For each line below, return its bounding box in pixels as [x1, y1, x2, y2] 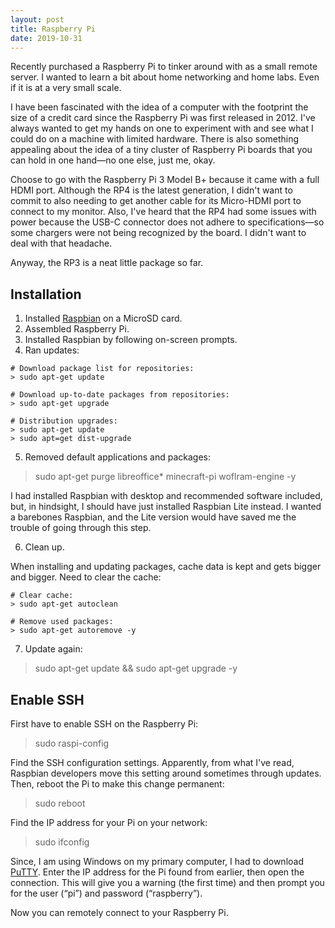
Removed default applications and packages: [24, 451, 212, 463]
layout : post [10, 14, 65, 25]
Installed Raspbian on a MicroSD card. [24, 312, 183, 325]
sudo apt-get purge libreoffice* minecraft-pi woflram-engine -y [34, 471, 297, 483]
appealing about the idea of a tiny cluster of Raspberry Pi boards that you [10, 144, 313, 156]
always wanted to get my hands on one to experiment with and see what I [10, 122, 314, 135]
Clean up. [24, 541, 65, 553]
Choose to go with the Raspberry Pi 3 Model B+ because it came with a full [10, 174, 320, 186]
